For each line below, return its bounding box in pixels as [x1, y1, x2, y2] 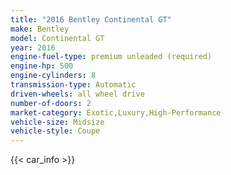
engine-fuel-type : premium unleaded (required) [10, 52, 213, 62]
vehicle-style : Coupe [10, 126, 101, 136]
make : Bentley [10, 24, 70, 34]
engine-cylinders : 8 [10, 71, 97, 81]
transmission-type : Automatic [10, 80, 137, 90]
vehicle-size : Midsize [10, 117, 105, 127]
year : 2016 [10, 42, 56, 53]
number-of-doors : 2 [10, 98, 92, 108]
